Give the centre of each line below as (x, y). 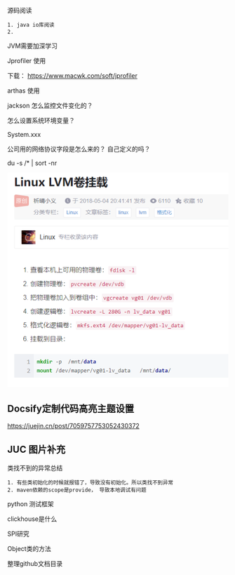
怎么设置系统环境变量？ (41, 120)
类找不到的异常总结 (35, 468)
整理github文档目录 (35, 563)
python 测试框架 (31, 503)
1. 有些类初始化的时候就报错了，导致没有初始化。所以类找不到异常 (90, 482)
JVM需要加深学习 (33, 46)
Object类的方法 (29, 548)
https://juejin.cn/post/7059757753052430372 (74, 426)
